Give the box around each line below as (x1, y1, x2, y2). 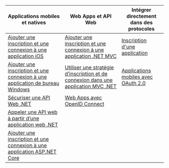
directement (126, 13, 157, 20)
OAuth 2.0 (121, 80, 146, 87)
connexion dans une (64, 76, 113, 83)
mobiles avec (121, 73, 153, 80)
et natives (22, 19, 46, 26)
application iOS (8, 53, 44, 59)
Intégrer (131, 7, 152, 13)
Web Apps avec (64, 94, 102, 101)
